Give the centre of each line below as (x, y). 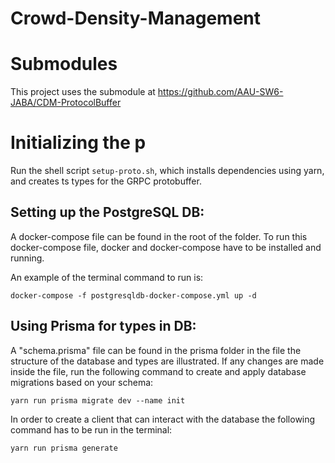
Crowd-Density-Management (136, 18)
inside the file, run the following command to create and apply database (158, 371)
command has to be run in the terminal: (91, 429)
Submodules (64, 64)
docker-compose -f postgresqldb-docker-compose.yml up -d (133, 295)
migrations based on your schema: (82, 382)
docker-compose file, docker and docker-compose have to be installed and (166, 247)
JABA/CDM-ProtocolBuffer (66, 103)
